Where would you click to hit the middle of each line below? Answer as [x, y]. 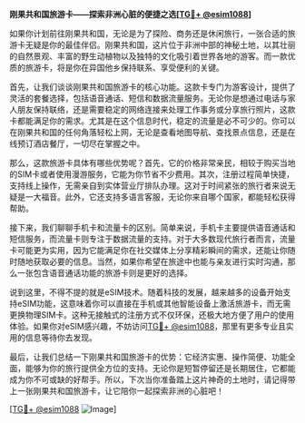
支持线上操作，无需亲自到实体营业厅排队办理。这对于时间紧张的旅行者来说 [148, 186]
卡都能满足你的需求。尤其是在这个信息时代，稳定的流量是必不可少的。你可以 [152, 121]
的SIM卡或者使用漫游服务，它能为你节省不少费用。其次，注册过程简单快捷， [152, 174]
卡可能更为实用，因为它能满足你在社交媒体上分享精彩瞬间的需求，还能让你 [148, 250]
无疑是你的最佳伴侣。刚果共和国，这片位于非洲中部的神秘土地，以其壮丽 [160, 45]
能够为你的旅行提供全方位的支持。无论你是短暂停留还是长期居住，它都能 [160, 368]
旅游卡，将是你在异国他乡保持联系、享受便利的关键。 [124, 68]
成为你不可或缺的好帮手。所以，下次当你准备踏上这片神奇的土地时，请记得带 [152, 379]
